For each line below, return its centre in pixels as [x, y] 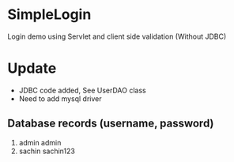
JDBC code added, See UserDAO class [83, 90]
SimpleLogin [49, 15]
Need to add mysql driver [60, 98]
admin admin [40, 142]
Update [32, 68]
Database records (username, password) [111, 124]
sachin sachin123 [47, 151]
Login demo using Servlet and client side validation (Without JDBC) [117, 36]
